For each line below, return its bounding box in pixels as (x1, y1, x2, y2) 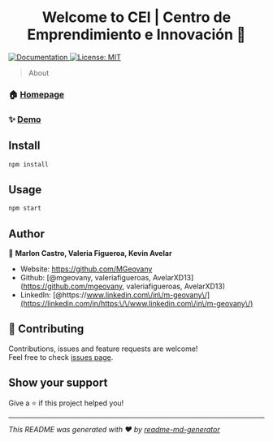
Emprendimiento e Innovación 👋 (27, 25, 246, 44)
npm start (8, 204, 42, 213)
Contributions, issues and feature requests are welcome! (8, 344, 198, 353)
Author (8, 227, 45, 240)
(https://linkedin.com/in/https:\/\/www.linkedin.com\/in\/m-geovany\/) (19, 298, 253, 308)
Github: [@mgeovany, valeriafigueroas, (19, 272, 152, 282)
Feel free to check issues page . (8, 352, 114, 362)
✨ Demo (8, 114, 41, 125)
